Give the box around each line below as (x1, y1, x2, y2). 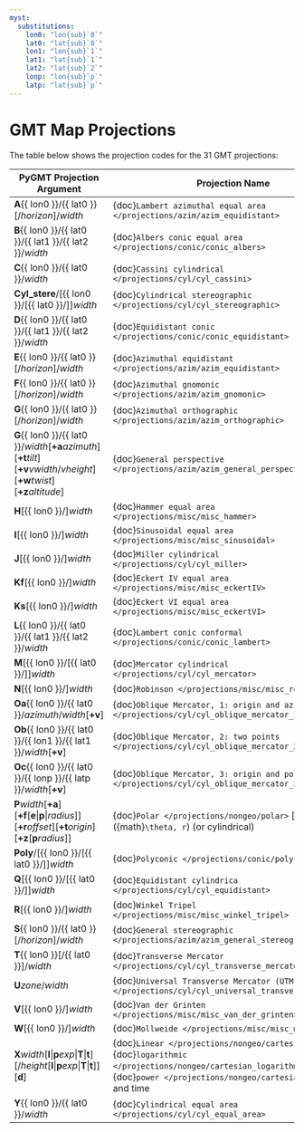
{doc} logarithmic (112, 1048, 187, 1060)
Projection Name (195, 177, 271, 189)
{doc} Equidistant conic (112, 320, 215, 332)
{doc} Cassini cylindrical (112, 262, 224, 274)
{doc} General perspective (112, 452, 224, 465)
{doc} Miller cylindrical (112, 547, 220, 560)
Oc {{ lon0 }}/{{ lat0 (14, 760, 93, 772)
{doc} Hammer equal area (112, 500, 215, 513)
